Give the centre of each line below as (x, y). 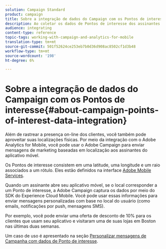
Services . (15, 176)
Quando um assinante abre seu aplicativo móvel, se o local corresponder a (81, 185)
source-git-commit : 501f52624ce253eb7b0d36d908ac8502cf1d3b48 (70, 47)
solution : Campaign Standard (35, 10)
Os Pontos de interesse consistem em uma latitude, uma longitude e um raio (83, 165)
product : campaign (24, 14)
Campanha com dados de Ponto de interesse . (52, 241)
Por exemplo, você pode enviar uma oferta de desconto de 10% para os (78, 216)
